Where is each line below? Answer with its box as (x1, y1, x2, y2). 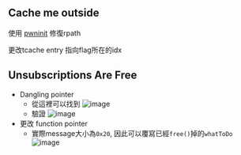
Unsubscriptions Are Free (8, 69, 137, 82)
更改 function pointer (19, 119, 88, 128)
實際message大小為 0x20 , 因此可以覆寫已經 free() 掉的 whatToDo (31, 128, 233, 138)
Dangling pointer (19, 89, 74, 99)
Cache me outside (8, 6, 100, 20)
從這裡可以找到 (31, 99, 81, 108)
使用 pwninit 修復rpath (8, 28, 81, 38)
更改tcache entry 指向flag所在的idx (8, 45, 122, 55)
